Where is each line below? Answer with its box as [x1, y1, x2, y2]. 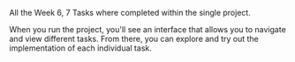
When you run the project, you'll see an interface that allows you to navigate [9, 24, 287, 34]
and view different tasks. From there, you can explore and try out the [9, 34, 259, 44]
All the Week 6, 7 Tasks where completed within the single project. [9, 8, 252, 17]
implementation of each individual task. [9, 43, 152, 53]
